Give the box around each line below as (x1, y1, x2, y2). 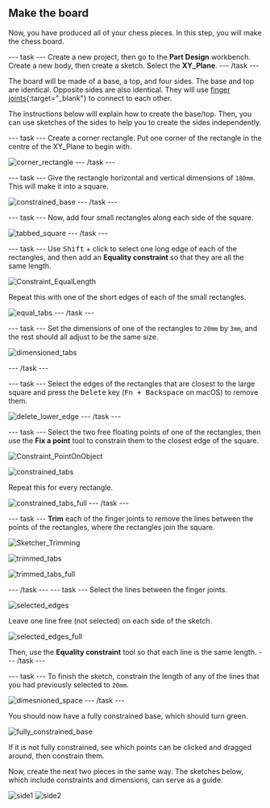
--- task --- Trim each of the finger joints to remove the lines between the (8, 513, 254, 523)
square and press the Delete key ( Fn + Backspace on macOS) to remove (8, 387, 259, 397)
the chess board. (8, 36, 64, 46)
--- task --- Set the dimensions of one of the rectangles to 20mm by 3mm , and (8, 323, 258, 333)
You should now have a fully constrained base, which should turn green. (8, 711, 248, 720)
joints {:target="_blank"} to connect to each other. (8, 93, 172, 103)
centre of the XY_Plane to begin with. (8, 141, 132, 151)
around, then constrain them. (8, 751, 105, 760)
